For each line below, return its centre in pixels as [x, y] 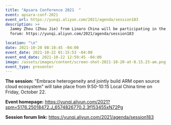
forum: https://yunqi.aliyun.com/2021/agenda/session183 [72, 34]
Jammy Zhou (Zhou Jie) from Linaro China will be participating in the [88, 29]
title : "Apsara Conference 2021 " [43, 10]
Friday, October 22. [26, 92]
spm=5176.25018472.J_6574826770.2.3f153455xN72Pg [64, 107]
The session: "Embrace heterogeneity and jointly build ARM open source [82, 81]
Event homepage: [25, 102]
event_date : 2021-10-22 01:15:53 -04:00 [49, 52]
